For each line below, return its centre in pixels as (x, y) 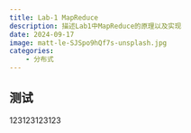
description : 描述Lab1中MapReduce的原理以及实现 (95, 26)
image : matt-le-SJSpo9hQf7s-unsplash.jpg (88, 43)
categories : (32, 51)
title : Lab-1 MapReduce (54, 18)
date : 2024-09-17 (42, 34)
